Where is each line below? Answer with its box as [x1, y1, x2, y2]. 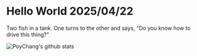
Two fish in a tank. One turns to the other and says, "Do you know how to [6, 24, 191, 32]
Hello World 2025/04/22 [6, 4, 133, 18]
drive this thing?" [6, 30, 50, 38]
